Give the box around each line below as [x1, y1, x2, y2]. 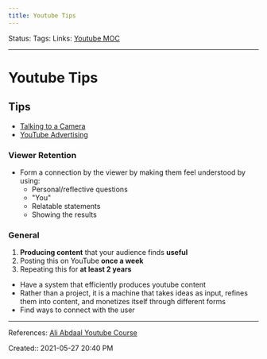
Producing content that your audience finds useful [19, 248, 188, 257]
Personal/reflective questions [31, 184, 129, 194]
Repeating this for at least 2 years [19, 264, 132, 274]
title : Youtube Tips [8, 11, 77, 20]
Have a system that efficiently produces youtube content [19, 280, 207, 290]
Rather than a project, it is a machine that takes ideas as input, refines [19, 288, 249, 298]
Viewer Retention [8, 149, 77, 160]
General [8, 230, 40, 241]
